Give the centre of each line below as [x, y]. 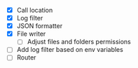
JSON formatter [40, 26]
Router [26, 57]
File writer [31, 34]
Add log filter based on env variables [70, 50]
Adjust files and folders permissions [79, 42]
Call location [35, 10]
